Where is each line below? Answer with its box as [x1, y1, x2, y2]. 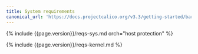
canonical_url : [6, 14, 44, 20]
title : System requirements [6, 8, 75, 15]
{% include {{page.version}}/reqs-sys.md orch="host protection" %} [6, 30, 173, 37]
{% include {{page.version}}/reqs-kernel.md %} [6, 41, 123, 48]
